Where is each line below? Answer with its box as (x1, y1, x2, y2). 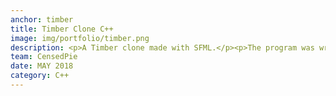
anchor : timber (10, 14, 74, 25)
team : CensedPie (10, 52, 78, 62)
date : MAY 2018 (10, 61, 74, 71)
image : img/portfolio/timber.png (10, 33, 150, 43)
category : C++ (10, 71, 70, 81)
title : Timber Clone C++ (10, 24, 114, 34)
